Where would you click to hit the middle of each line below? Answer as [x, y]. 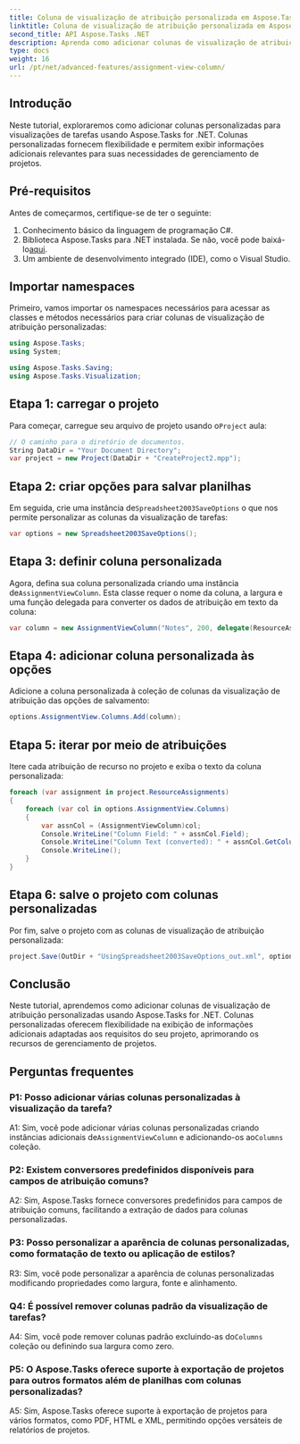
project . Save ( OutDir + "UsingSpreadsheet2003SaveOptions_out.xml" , [137, 956]
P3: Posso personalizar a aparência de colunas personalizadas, [150, 1243]
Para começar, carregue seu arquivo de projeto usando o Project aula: [138, 425]
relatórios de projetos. [50, 1430]
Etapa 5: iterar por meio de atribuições [118, 745]
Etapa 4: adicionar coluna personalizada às [132, 656]
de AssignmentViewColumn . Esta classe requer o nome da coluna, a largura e [146, 592]
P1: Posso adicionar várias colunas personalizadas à [125, 1097]
